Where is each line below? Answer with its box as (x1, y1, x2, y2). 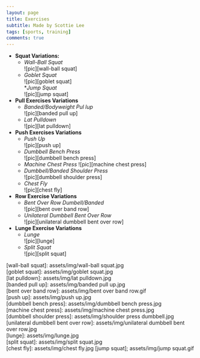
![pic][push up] (23, 142, 61, 149)
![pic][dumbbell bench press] (23, 154, 96, 162)
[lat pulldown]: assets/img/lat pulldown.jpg (6, 275, 112, 282)
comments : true (6, 35, 44, 41)
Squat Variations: (14, 52, 60, 59)
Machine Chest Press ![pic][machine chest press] (23, 161, 147, 168)
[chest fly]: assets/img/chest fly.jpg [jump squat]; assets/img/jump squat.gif (6, 345, 194, 352)
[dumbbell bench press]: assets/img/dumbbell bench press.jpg (6, 300, 162, 308)
